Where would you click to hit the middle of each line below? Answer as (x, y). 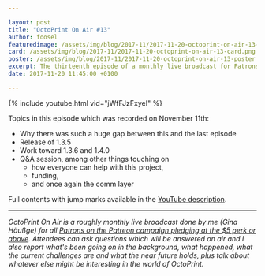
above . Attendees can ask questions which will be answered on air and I (126, 238)
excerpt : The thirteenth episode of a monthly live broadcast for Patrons (134, 67)
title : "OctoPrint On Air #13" (60, 30)
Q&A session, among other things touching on (94, 159)
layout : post (30, 22)
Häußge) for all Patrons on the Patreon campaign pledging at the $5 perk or (132, 230)
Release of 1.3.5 (45, 142)
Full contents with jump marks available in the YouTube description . (118, 199)
